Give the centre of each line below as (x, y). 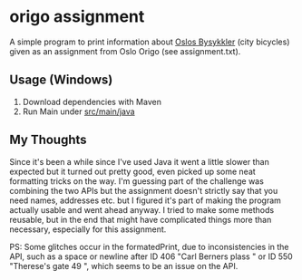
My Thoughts (49, 140)
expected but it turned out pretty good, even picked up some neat (132, 171)
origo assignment (77, 17)
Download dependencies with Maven (92, 101)
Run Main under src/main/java (78, 111)
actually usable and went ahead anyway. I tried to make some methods (142, 209)
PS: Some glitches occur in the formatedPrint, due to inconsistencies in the (149, 246)
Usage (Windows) (61, 80)
